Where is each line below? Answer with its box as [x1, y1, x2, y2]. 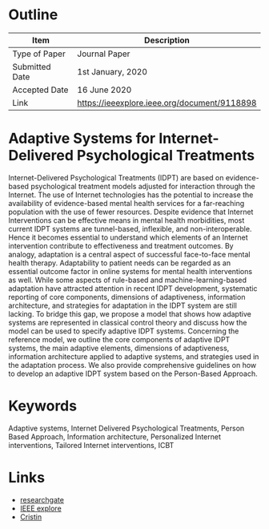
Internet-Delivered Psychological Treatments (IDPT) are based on [8, 172, 224, 182]
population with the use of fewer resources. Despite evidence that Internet [8, 207, 254, 216]
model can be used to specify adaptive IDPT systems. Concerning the [8, 326, 239, 336]
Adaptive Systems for [8, 130, 156, 147]
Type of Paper [12, 48, 66, 59]
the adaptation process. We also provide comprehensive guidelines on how [8, 360, 257, 369]
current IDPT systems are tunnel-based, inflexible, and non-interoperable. [8, 224, 252, 233]
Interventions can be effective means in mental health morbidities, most [8, 215, 245, 225]
